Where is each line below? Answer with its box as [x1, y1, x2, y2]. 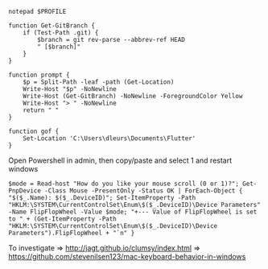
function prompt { [8, 71, 70, 79]
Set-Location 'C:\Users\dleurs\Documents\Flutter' [23, 134, 196, 143]
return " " [23, 106, 60, 114]
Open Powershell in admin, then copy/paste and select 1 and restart [8, 155, 233, 165]
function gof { [8, 127, 60, 135]
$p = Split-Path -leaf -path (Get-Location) [23, 78, 175, 86]
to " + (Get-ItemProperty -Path [8, 215, 117, 223]
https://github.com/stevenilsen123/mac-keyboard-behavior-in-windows [8, 252, 246, 261]
